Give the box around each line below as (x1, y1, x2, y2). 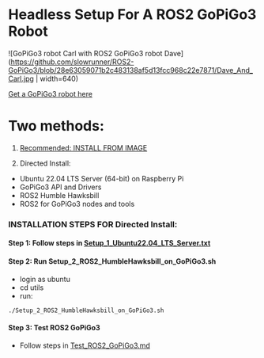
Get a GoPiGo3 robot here (8, 89, 93, 98)
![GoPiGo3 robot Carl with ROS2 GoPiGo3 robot (8, 48, 163, 58)
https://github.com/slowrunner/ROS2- (10, 57, 134, 67)
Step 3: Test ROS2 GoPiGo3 (8, 323, 100, 333)
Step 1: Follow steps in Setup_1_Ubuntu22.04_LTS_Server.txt (8, 238, 211, 248)
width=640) (40, 74, 79, 83)
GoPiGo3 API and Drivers (19, 182, 102, 192)
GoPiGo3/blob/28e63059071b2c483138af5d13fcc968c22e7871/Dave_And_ (8, 65, 253, 74)
